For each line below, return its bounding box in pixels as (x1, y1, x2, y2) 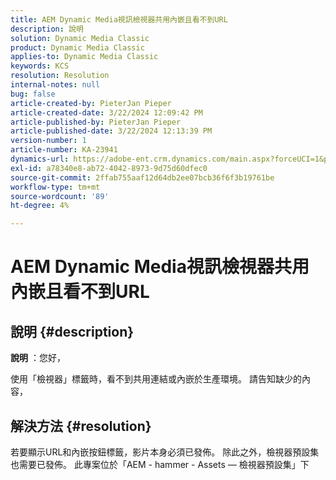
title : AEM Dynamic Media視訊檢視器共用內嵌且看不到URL (10, 14, 228, 25)
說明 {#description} (10, 323, 135, 340)
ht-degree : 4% (10, 201, 70, 211)
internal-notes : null (10, 80, 101, 90)
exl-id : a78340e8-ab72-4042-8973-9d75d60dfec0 (10, 163, 208, 173)
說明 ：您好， (10, 352, 66, 364)
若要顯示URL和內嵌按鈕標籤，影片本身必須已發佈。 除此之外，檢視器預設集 (10, 446, 320, 458)
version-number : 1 (10, 136, 87, 146)
